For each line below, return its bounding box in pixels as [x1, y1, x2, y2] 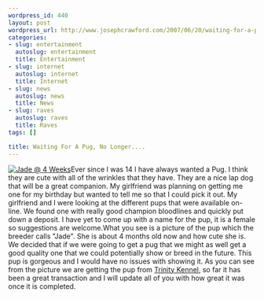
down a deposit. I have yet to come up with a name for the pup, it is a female [8, 214, 255, 224]
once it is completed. [8, 281, 76, 291]
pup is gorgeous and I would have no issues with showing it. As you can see [8, 257, 255, 266]
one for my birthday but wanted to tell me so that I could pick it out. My [8, 190, 238, 199]
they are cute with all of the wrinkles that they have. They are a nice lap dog [8, 172, 254, 182]
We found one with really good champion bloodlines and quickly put [23, 206, 244, 216]
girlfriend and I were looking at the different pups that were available [8, 197, 230, 207]
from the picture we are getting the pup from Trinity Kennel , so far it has [8, 264, 241, 274]
